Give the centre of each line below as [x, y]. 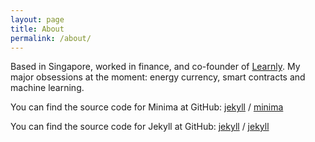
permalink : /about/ [51, 38]
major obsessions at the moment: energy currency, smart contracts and [158, 77]
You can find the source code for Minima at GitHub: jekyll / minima [147, 107]
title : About [37, 29]
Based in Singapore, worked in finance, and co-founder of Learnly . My [155, 67]
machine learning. [47, 88]
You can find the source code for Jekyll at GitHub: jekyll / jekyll [140, 127]
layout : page [37, 19]
